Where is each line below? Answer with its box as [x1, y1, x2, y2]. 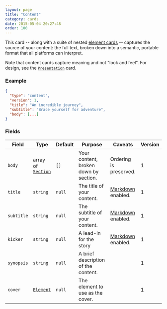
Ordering [110, 155, 131, 162]
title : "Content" [5, 12, 41, 17]
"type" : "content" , [9, 93, 50, 99]
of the [79, 262, 92, 269]
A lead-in [79, 229, 101, 236]
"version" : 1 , [9, 98, 39, 103]
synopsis [7, 260, 28, 266]
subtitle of [79, 209, 102, 216]
